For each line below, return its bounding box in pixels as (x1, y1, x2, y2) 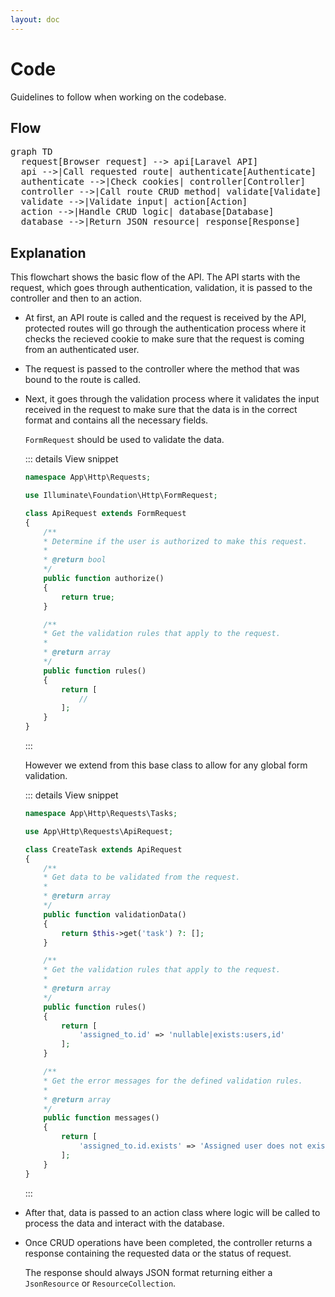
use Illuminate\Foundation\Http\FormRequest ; (24, 491, 218, 501)
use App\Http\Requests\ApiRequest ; (24, 826, 174, 836)
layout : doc (10, 14, 60, 25)
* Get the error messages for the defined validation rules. (43, 1076, 303, 1086)
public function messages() (43, 1113, 160, 1123)
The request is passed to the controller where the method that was (24, 363, 300, 375)
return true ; (61, 592, 116, 602)
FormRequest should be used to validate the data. (24, 434, 225, 446)
